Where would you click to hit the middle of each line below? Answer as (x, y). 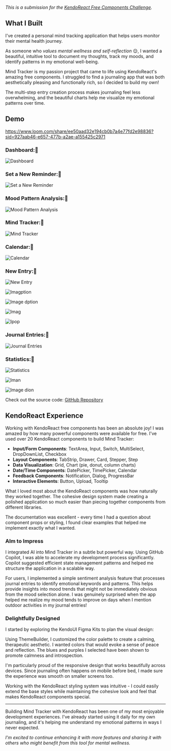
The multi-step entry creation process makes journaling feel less (73, 92)
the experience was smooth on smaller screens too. (60, 676)
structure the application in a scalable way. (50, 568)
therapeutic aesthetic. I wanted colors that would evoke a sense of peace (82, 645)
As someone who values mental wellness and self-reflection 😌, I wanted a (84, 51)
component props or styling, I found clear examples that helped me (76, 522)
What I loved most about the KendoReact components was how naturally (81, 491)
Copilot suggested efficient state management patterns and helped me (79, 563)
